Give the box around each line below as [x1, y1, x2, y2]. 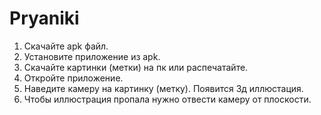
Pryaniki [9, 7, 80, 30]
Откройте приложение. [23, 72, 124, 84]
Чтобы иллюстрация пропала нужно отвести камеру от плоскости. [23, 93, 312, 105]
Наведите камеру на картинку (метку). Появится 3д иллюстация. [23, 82, 304, 94]
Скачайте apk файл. [23, 40, 109, 52]
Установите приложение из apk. [23, 50, 161, 62]
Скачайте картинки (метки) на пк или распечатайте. [23, 61, 249, 73]
